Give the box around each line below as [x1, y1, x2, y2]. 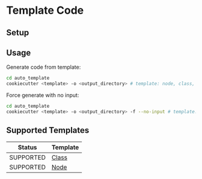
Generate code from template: [6, 63, 81, 71]
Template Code [6, 4, 84, 17]
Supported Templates [6, 125, 90, 135]
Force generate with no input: [6, 92, 79, 99]
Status [17, 143, 37, 151]
